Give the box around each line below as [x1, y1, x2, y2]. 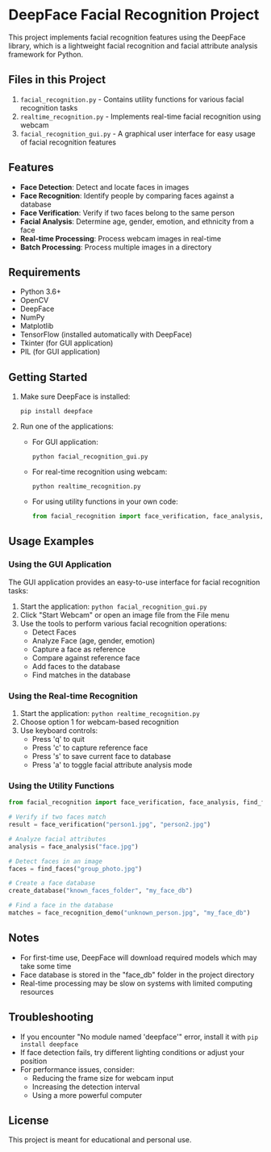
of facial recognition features [19, 137, 117, 147]
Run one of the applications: [19, 421, 115, 431]
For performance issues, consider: [19, 1064, 135, 1075]
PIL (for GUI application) [19, 347, 101, 357]
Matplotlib [19, 321, 54, 331]
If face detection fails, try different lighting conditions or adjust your [19, 1047, 245, 1057]
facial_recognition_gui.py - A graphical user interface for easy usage [19, 128, 256, 138]
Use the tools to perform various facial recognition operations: [19, 618, 227, 628]
